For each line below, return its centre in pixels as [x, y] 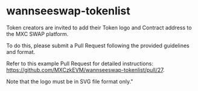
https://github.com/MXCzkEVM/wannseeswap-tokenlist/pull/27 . [85, 69]
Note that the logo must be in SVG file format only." [70, 81]
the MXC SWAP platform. [37, 34]
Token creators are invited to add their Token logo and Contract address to [99, 28]
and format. [21, 51]
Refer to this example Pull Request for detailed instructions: [80, 63]
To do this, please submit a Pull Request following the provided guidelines [98, 45]
